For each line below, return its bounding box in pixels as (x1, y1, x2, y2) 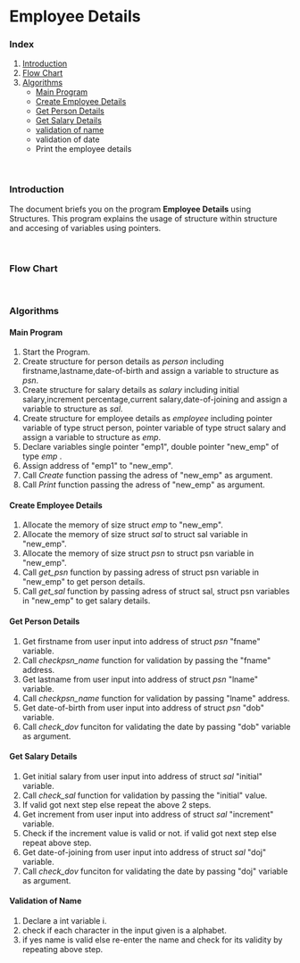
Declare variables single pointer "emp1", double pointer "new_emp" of (21, 442, 279, 452)
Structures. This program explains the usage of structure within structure (9, 212, 278, 224)
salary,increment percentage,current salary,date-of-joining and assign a (21, 394, 287, 405)
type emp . (21, 451, 62, 461)
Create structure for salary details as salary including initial (21, 385, 239, 395)
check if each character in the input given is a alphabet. (21, 926, 228, 936)
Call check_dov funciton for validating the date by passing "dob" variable (21, 721, 291, 732)
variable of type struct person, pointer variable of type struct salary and (21, 422, 287, 434)
